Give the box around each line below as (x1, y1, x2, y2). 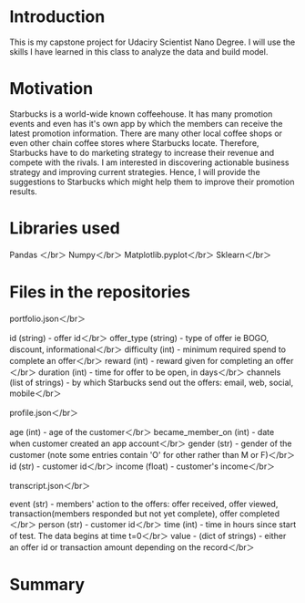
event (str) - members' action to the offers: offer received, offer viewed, (9, 498, 279, 509)
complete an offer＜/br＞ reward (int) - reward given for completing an (9, 355, 274, 366)
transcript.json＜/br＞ (9, 480, 91, 491)
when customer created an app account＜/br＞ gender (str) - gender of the (9, 438, 293, 449)
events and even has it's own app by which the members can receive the (9, 118, 283, 129)
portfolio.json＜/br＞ (9, 313, 86, 324)
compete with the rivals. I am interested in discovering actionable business (9, 157, 290, 168)
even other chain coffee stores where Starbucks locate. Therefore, (9, 137, 259, 148)
